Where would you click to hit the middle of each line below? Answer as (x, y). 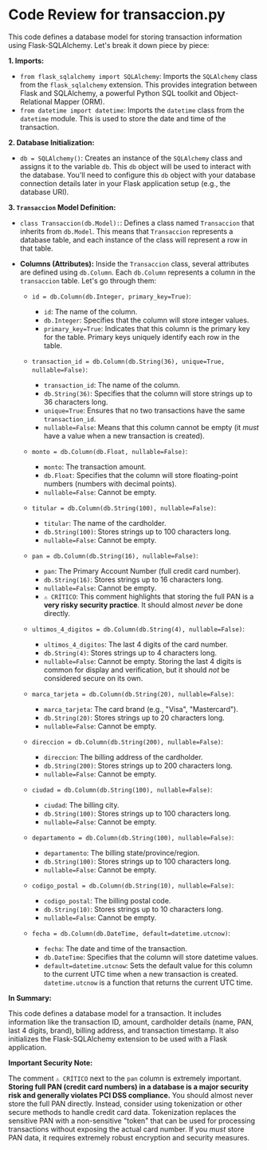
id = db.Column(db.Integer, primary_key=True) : (111, 296)
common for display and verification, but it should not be (136, 670)
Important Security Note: (51, 1062)
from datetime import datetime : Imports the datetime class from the (132, 110)
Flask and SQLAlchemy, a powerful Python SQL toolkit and (116, 93)
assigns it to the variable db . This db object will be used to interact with (135, 166)
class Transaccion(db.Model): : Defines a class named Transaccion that (137, 223)
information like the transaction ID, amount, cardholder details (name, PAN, (131, 1022)
